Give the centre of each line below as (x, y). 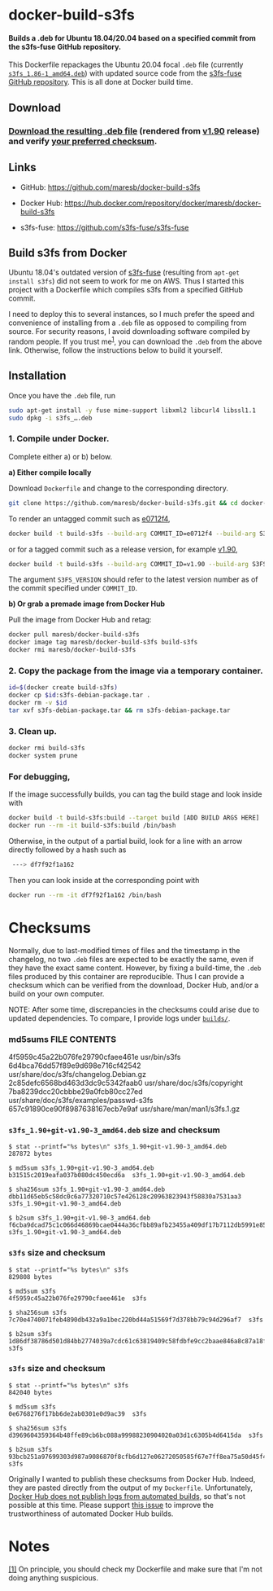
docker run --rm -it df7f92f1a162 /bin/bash (85, 895)
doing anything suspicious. (54, 1577)
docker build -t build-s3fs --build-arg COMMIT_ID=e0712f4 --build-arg (132, 534)
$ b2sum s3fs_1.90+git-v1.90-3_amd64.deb (80, 1218)
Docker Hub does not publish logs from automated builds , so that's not (127, 1496)
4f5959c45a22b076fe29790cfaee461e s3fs (78, 1298)
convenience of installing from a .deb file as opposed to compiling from (128, 323)
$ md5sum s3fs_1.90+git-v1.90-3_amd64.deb (81, 1168)
